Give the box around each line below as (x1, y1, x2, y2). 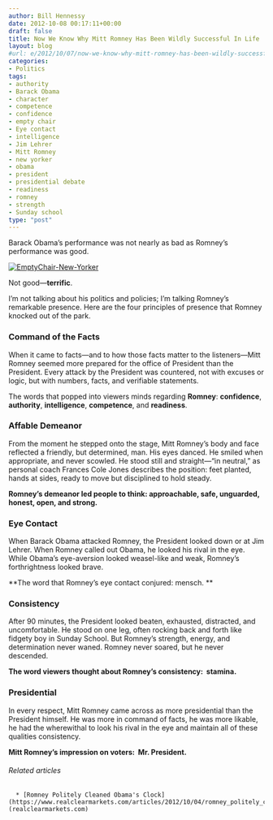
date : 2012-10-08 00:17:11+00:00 (8, 19, 122, 28)
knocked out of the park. (8, 311, 91, 321)
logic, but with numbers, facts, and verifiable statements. (8, 375, 199, 386)
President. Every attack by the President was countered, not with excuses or (8, 367, 264, 377)
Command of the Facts (8, 331, 100, 343)
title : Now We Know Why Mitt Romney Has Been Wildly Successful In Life (8, 34, 260, 43)
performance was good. (8, 247, 89, 257)
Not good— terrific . (8, 278, 73, 288)
